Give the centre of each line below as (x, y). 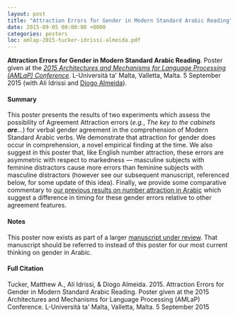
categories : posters (38, 34)
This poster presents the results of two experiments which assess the (109, 115)
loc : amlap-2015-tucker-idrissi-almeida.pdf (74, 40)
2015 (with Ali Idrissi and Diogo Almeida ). (67, 83)
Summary (22, 99)
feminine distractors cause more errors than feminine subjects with (105, 168)
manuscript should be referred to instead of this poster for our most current (118, 244)
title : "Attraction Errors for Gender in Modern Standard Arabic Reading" (120, 21)
